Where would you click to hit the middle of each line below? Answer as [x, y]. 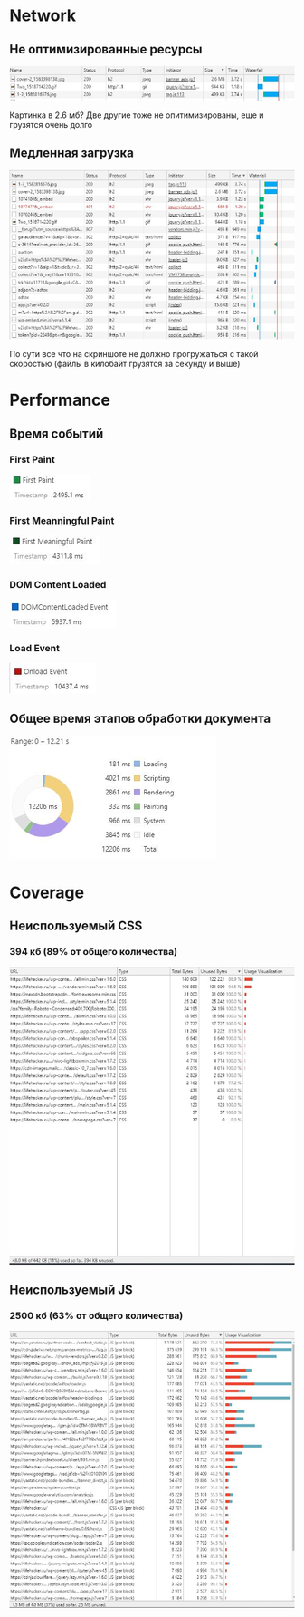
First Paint [33, 459]
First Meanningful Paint [62, 521]
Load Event [35, 648]
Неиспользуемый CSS [76, 926]
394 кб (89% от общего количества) [94, 952]
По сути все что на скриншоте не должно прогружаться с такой [134, 354]
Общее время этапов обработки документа [140, 719]
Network [43, 16]
